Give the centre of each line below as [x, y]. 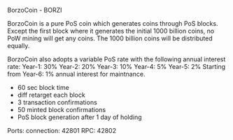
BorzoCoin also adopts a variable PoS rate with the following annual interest [116, 59]
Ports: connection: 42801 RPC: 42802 [62, 131]
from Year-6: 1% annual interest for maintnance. [76, 74]
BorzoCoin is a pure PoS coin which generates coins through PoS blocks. [113, 23]
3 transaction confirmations [57, 102]
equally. [19, 46]
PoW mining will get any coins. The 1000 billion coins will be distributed [110, 38]
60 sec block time [43, 87]
